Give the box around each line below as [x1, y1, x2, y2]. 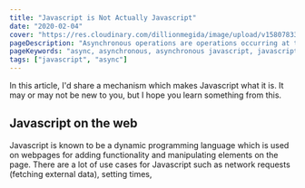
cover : [9, 30, 34, 39]
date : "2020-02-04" [9, 22, 84, 31]
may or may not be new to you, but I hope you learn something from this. [9, 89, 282, 100]
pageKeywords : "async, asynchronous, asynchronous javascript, [9, 47, 254, 56]
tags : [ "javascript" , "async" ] [9, 55, 128, 64]
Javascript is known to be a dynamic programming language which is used [9, 139, 290, 150]
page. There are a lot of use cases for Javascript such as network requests [9, 159, 290, 170]
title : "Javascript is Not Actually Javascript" [9, 13, 197, 23]
